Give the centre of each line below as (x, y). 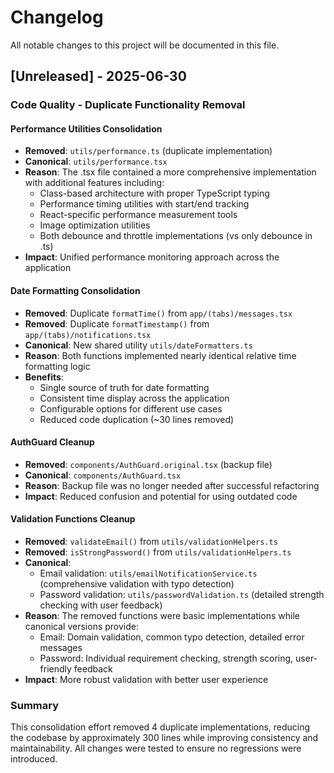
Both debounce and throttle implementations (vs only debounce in (176, 236)
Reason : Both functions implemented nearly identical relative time (160, 355)
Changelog (57, 17)
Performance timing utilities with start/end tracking (144, 204)
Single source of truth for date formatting (124, 387)
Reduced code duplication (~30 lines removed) (137, 419)
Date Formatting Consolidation (75, 291)
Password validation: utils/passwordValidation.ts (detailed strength (182, 595)
